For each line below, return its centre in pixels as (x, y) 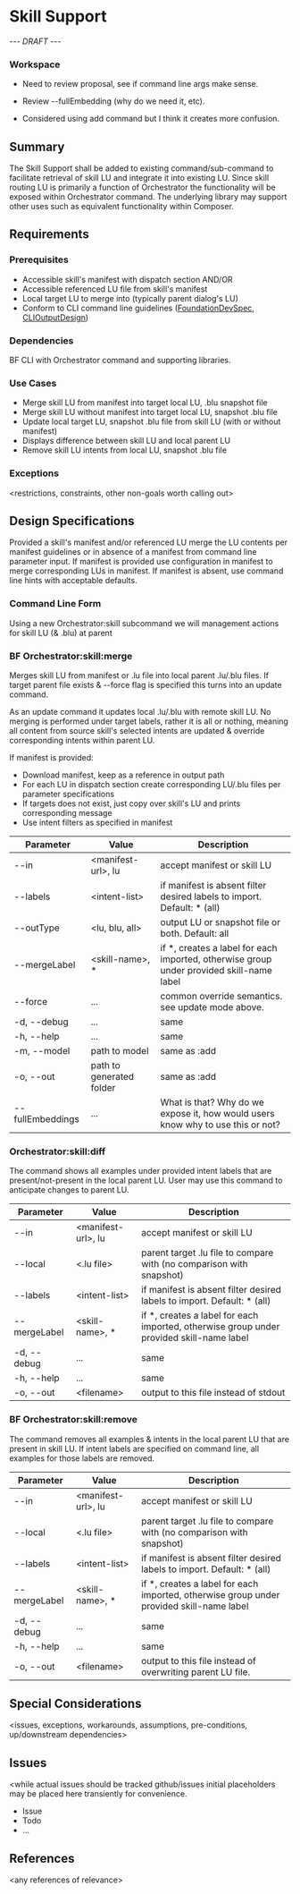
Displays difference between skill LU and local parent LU (126, 441)
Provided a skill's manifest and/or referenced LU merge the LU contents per (149, 542)
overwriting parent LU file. (196, 1672)
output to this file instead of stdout (213, 1393)
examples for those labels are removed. (82, 1458)
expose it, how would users (217, 1114)
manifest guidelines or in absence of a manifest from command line (133, 552)
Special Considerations (75, 1704)
